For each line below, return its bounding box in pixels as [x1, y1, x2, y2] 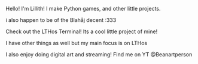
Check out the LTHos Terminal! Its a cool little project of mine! [5, 28, 158, 35]
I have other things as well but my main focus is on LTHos [5, 40, 148, 46]
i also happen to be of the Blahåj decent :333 [5, 17, 117, 23]
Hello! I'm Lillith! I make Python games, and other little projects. [5, 5, 161, 12]
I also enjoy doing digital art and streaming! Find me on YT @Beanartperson [5, 51, 193, 58]
